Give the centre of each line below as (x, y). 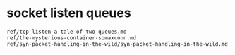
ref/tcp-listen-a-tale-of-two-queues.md (67, 32)
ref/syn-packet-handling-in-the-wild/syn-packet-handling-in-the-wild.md (117, 44)
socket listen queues (69, 13)
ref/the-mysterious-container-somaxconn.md (72, 38)
